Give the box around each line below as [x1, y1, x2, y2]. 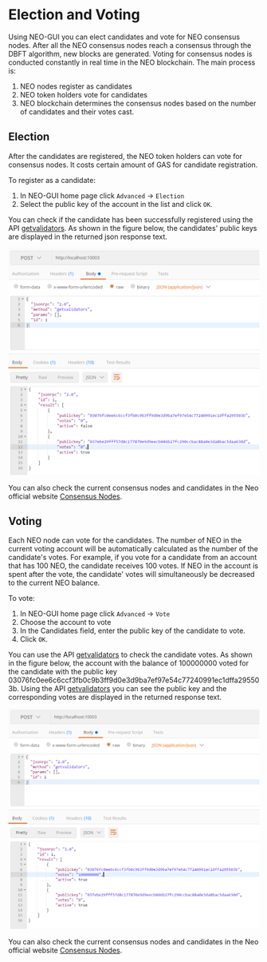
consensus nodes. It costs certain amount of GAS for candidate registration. [8, 160, 258, 169]
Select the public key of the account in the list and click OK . [19, 199, 213, 209]
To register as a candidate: [8, 175, 96, 185]
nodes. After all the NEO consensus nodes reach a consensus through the [8, 40, 252, 50]
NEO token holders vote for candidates [19, 89, 147, 99]
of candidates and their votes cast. [19, 106, 135, 117]
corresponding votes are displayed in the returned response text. [8, 693, 222, 702]
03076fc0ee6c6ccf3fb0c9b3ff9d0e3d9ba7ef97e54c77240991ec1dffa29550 [8, 675, 260, 685]
